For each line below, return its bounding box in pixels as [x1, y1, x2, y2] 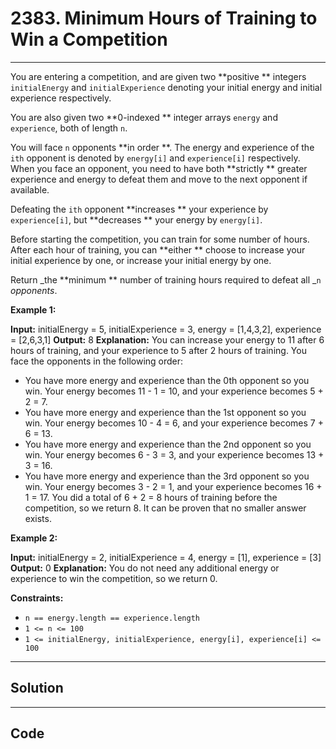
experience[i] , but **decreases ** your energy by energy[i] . [10, 213, 263, 226]
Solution [10, 680, 64, 697]
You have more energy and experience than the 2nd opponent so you [24, 438, 312, 450]
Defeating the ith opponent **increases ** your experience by [10, 203, 269, 215]
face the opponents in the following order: [10, 355, 184, 367]
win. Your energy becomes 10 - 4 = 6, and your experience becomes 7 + [24, 417, 324, 429]
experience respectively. [10, 92, 112, 104]
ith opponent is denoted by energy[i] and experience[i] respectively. [10, 152, 301, 164]
